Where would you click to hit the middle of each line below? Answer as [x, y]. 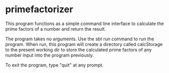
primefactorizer [39, 9]
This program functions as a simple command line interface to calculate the [85, 23]
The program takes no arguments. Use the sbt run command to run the [80, 39]
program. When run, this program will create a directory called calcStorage [84, 44]
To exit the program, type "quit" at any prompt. [54, 65]
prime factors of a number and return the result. [56, 29]
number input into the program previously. [50, 55]
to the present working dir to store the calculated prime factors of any [79, 50]
